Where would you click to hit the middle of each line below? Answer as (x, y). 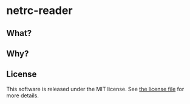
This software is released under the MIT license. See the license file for (95, 89)
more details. (23, 95)
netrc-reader (39, 11)
